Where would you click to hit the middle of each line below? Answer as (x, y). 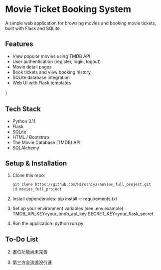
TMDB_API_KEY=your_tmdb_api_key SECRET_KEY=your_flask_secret (83, 214)
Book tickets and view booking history (52, 72)
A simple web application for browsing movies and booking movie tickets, (81, 23)
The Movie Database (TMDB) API (46, 142)
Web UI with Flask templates (42, 82)
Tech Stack (23, 109)
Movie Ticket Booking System (68, 9)
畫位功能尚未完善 (30, 251)
